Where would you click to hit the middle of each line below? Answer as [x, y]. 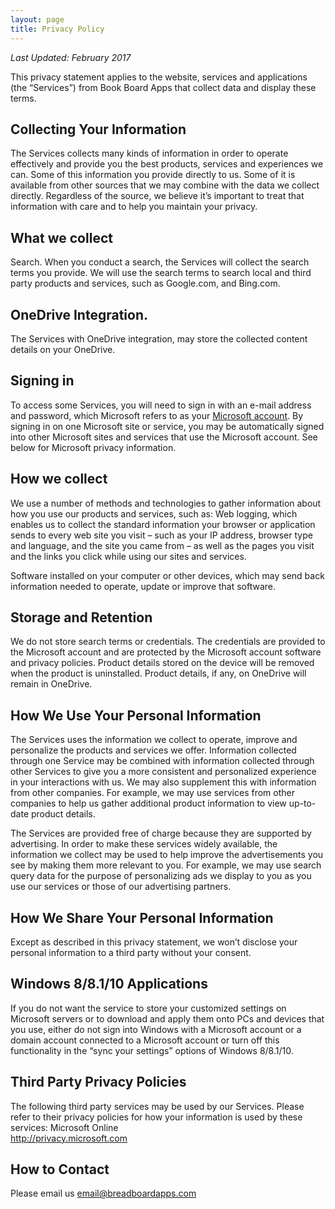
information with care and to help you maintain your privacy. [134, 207]
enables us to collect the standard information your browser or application [163, 524]
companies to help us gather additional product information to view [148, 803]
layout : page [37, 19]
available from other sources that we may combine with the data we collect [165, 185]
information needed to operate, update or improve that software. [143, 586]
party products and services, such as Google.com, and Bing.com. [145, 283]
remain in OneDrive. [51, 684]
